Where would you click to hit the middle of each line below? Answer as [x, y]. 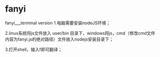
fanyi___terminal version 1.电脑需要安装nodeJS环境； [58, 23]
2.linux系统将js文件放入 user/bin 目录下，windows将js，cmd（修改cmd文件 [80, 33]
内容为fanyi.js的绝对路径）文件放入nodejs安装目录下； [59, 39]
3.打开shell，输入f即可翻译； [34, 49]
